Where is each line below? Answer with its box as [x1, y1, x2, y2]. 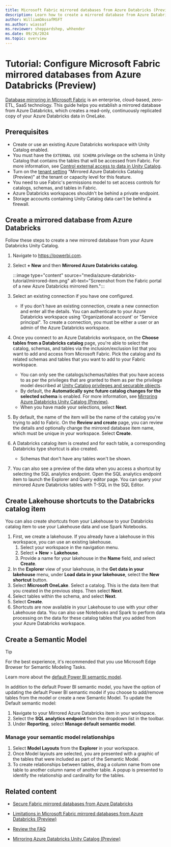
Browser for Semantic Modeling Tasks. [5, 664, 87, 670]
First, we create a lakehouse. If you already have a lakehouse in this [12, 533, 155, 539]
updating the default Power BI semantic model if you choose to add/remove [5, 689, 164, 695]
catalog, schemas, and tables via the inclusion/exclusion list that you [12, 345, 157, 351]
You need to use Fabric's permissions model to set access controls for [12, 179, 161, 185]
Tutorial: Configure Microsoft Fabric [5, 58, 160, 69]
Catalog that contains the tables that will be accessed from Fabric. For [12, 157, 160, 163]
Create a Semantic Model [5, 635, 87, 644]
